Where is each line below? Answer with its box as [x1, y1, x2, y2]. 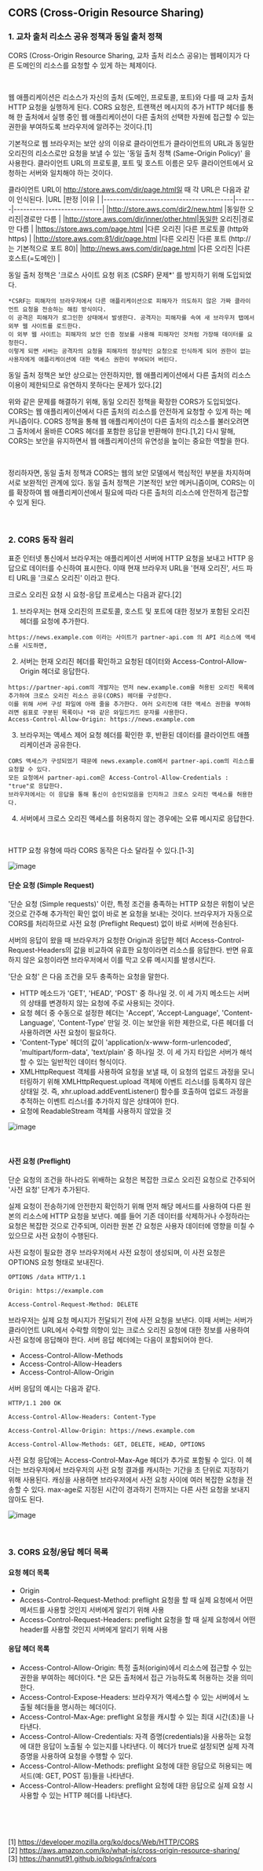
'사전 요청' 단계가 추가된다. [8, 1185, 90, 1195]
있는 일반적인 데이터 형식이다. [36, 1057, 127, 1067]
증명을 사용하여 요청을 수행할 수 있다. [19, 1751, 133, 1760]
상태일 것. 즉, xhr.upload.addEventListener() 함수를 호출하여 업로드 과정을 [19, 1087, 250, 1097]
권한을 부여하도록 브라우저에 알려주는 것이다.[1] [8, 122, 153, 131]
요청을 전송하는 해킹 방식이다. [22, 306, 107, 313]
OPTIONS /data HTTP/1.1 [8, 1273, 86, 1281]
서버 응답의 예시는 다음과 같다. [8, 1384, 100, 1393]
